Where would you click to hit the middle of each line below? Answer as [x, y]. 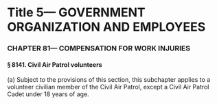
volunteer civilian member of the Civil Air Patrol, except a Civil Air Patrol [108, 87]
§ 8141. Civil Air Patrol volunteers [55, 64]
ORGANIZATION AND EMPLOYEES [106, 27]
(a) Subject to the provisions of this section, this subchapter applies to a [109, 80]
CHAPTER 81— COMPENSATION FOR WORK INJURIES [99, 48]
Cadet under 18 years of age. [48, 94]
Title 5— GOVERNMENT [76, 13]
